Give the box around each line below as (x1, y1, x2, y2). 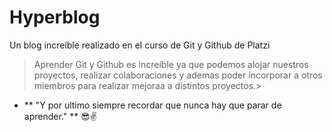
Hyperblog (9, 6, 101, 29)
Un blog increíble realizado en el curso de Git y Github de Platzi (9, 39, 271, 51)
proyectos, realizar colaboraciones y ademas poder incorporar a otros (33, 69, 323, 81)
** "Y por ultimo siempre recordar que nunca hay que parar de (23, 99, 282, 111)
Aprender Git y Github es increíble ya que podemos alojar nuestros (33, 58, 309, 70)
